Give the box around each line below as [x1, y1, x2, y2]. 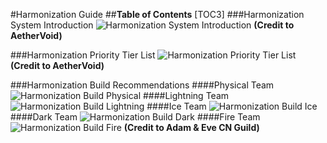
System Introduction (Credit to [10, 19, 295, 31]
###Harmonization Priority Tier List [10, 49, 156, 61]
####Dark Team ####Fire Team [10, 111, 261, 123]
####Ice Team [146, 100, 207, 112]
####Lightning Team [142, 90, 230, 101]
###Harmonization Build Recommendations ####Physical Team [10, 79, 275, 91]
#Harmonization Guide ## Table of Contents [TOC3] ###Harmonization [10, 9, 305, 20]
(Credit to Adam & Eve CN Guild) [123, 122, 260, 133]
